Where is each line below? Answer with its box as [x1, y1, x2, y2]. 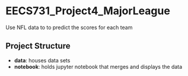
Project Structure [5, 41, 71, 51]
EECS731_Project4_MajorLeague [5, 4, 170, 18]
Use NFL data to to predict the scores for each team [5, 24, 133, 31]
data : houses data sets [14, 56, 71, 64]
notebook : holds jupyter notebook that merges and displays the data [14, 63, 183, 70]
